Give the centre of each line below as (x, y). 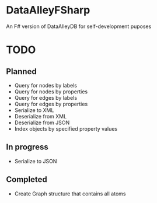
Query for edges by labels (46, 97)
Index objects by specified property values (66, 128)
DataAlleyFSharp (48, 10)
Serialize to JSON (36, 161)
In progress (27, 147)
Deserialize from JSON (42, 123)
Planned (21, 71)
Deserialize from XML (41, 116)
